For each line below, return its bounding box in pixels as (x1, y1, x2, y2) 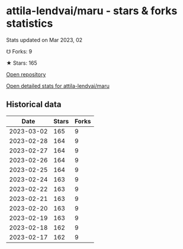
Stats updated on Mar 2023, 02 (6, 36, 83, 43)
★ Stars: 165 (6, 59, 37, 66)
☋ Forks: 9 (6, 47, 33, 55)
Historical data (6, 100, 62, 110)
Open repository (6, 71, 46, 78)
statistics (6, 17, 53, 30)
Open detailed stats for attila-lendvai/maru (6, 82, 110, 90)
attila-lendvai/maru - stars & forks (6, 4, 178, 18)
